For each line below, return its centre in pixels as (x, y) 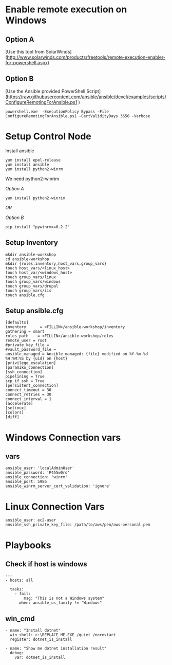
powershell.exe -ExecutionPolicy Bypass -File (57, 112)
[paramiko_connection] (30, 368)
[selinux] (16, 408)
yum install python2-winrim (35, 198)
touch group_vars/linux (31, 277)
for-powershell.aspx (26, 62)
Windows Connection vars (63, 437)
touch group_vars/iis (28, 291)
